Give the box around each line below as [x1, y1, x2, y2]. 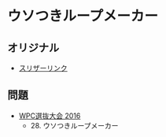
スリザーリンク [18, 64, 68, 72]
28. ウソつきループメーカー [30, 120, 119, 130]
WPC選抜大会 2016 [18, 111, 81, 120]
